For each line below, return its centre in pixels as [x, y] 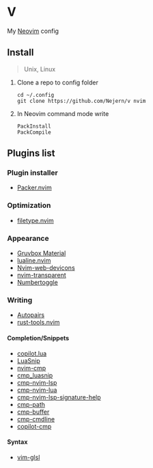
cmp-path [31, 404]
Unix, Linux [40, 69]
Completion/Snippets [38, 338]
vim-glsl [28, 457]
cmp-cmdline [36, 419]
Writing [20, 300]
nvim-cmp [31, 368]
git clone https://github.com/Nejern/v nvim [81, 101]
